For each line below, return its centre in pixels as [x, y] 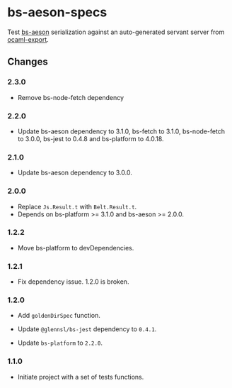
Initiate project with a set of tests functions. [81, 377]
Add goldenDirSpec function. [59, 316]
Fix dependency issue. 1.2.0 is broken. [73, 282]
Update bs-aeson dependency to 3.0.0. [75, 173]
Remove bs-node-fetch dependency [71, 97]
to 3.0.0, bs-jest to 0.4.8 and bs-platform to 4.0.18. [91, 138]
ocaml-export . [28, 39]
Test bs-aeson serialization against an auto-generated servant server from [116, 32]
